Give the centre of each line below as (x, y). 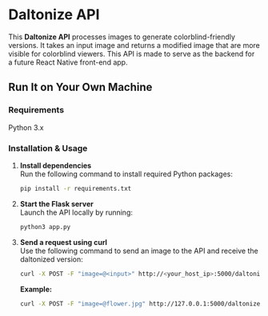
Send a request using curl (64, 242)
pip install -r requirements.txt (76, 188)
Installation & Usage (48, 148)
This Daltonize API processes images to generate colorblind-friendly (122, 37)
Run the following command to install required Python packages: (126, 174)
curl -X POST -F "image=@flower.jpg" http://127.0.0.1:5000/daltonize (140, 304)
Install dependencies (56, 165)
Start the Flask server (56, 203)
